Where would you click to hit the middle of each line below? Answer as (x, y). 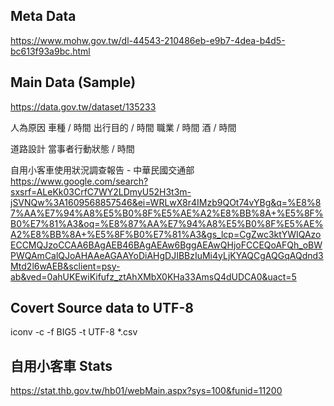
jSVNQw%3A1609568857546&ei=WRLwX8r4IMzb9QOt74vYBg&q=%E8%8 (166, 202)
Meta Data (43, 16)
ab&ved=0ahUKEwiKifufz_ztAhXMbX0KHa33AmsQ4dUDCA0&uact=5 (153, 276)
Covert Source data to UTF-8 (102, 308)
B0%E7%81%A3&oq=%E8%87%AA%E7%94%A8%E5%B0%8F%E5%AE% (167, 223)
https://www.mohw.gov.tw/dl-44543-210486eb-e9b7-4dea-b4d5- (148, 40)
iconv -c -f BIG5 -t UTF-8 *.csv (74, 332)
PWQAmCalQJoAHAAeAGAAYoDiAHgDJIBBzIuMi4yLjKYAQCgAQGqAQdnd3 (167, 255)
